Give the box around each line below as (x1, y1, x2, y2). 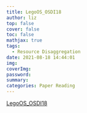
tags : (6, 43, 20, 49)
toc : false (6, 32, 34, 38)
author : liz (6, 15, 37, 21)
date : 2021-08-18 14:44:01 (6, 54, 75, 60)
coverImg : (6, 65, 32, 72)
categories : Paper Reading (6, 83, 75, 89)
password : (6, 71, 32, 78)
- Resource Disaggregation (12, 49, 81, 55)
